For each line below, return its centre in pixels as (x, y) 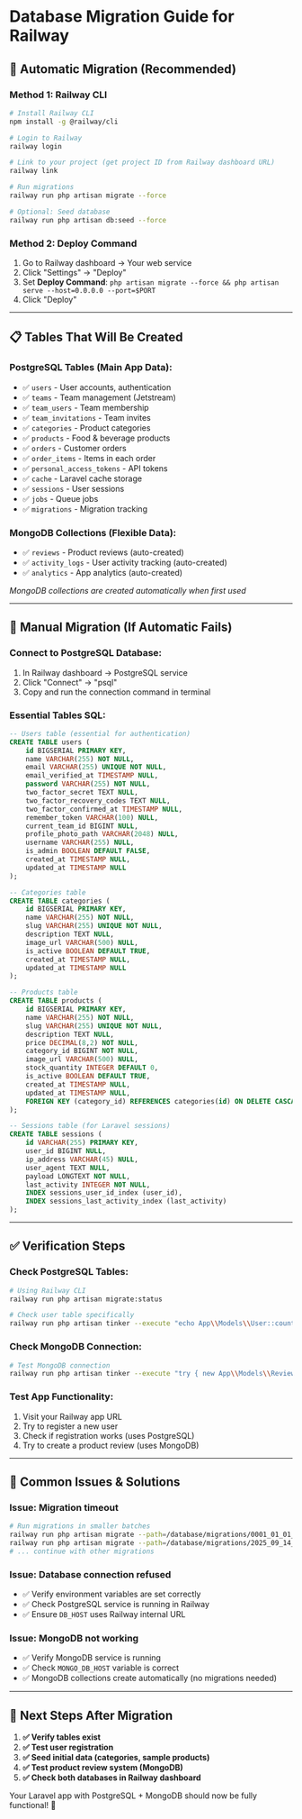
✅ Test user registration (68, 1747)
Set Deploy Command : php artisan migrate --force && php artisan (151, 282)
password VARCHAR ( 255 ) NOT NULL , (88, 784)
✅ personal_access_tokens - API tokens (95, 468)
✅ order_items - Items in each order (89, 458)
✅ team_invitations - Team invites (86, 417)
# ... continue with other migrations (82, 1551)
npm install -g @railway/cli (64, 122)
